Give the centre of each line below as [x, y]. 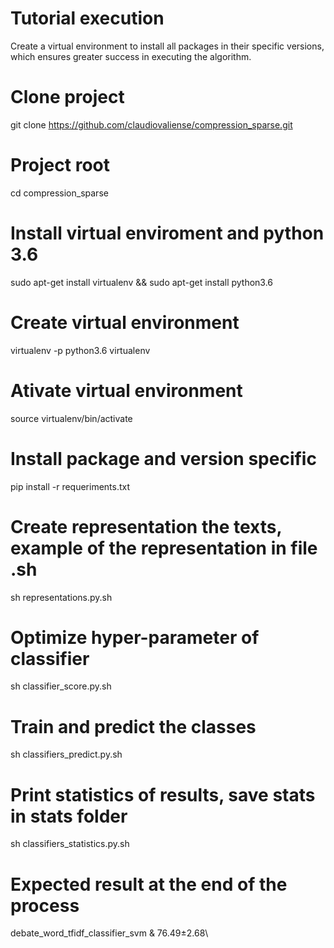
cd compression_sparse [59, 193]
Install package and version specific [163, 458]
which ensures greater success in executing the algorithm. [131, 56]
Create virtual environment [125, 322]
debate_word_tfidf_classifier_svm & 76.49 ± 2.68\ [109, 933]
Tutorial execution [87, 18]
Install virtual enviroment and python [167, 233]
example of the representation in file [164, 548]
